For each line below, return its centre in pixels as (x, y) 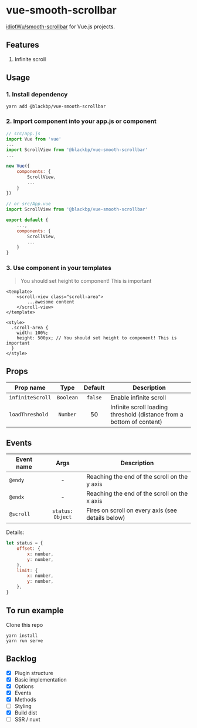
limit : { (27, 570)
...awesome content (51, 302)
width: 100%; (33, 333)
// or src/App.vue (28, 204)
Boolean (67, 398)
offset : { (29, 549)
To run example (35, 611)
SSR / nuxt (27, 719)
